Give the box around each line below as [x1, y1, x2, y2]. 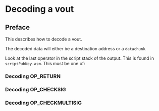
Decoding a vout [5, 3, 74, 15]
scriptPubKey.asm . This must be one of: [5, 61, 86, 66]
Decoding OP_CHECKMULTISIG [5, 99, 82, 106]
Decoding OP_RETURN [5, 73, 61, 79]
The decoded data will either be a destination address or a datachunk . [5, 46, 147, 51]
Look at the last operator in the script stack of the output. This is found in [5, 55, 155, 61]
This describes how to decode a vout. [5, 36, 83, 42]
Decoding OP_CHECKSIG [5, 86, 66, 93]
